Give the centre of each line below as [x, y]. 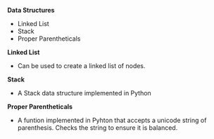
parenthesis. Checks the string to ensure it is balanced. [97, 128]
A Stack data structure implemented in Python [84, 93]
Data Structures [31, 10]
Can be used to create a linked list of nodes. [81, 66]
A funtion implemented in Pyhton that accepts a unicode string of [112, 120]
